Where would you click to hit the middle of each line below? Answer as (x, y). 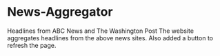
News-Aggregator (60, 12)
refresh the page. (32, 45)
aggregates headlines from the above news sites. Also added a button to (110, 38)
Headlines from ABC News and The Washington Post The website (101, 31)
